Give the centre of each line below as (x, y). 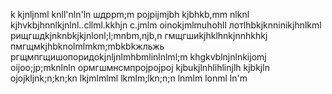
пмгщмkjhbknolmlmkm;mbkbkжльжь (87, 46)
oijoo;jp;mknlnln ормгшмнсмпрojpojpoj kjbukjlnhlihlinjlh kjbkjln (140, 67)
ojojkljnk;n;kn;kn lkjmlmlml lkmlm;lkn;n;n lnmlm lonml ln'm (129, 78)
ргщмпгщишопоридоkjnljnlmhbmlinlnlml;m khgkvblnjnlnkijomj (138, 57)
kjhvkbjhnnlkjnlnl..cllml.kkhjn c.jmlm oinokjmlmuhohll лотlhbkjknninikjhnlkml (166, 25)
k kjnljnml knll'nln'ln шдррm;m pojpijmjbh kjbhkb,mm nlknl (130, 14)
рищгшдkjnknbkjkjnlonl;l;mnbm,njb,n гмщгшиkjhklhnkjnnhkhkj (139, 35)
